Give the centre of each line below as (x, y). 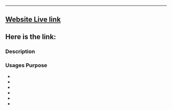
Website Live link (33, 19)
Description (20, 51)
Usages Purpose (26, 65)
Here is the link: (31, 37)
